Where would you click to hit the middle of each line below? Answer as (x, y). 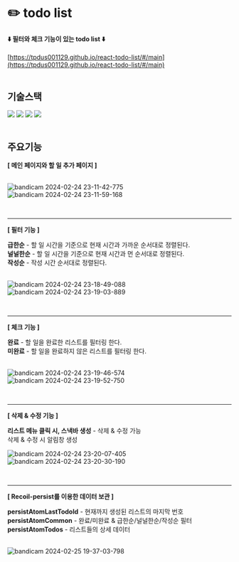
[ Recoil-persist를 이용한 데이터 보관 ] (60, 497)
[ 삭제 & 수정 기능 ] (33, 415)
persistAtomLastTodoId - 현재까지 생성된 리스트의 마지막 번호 (95, 511)
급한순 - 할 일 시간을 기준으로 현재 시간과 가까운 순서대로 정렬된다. (99, 245)
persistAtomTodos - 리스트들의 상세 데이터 (69, 529)
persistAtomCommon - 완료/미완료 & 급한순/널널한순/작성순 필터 (100, 521)
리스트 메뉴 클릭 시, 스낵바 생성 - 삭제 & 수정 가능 (74, 431)
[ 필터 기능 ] (24, 230)
